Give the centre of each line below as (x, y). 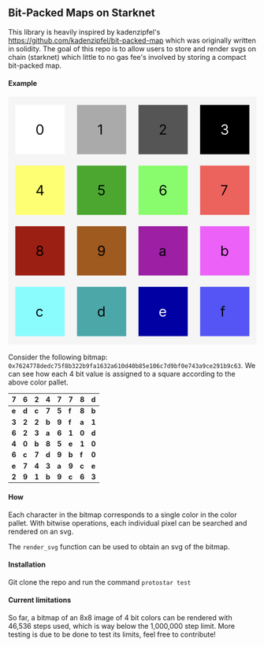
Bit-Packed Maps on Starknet (82, 13)
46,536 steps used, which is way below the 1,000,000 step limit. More (121, 626)
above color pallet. (38, 382)
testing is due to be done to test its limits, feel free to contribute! (112, 634)
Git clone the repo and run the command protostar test (100, 582)
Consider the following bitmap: (58, 357)
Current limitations (40, 600)
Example (23, 84)
